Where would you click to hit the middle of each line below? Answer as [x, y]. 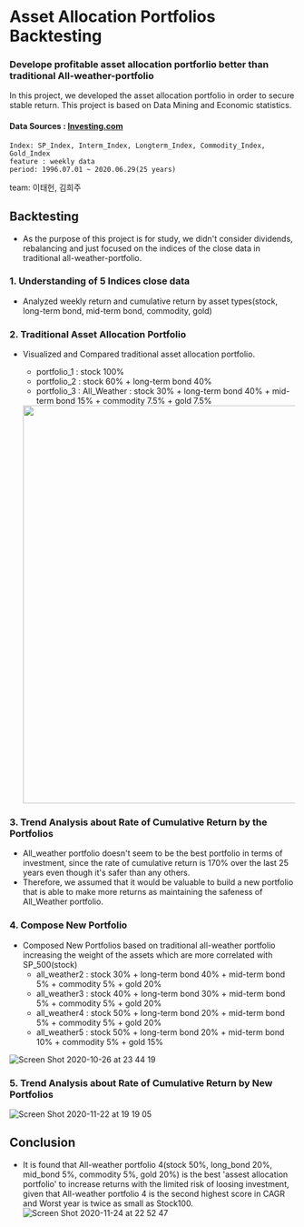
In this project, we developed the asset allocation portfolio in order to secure [152, 96]
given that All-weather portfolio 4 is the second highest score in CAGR [154, 1193]
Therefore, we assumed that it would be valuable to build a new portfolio [158, 882]
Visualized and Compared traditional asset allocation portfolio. [139, 354]
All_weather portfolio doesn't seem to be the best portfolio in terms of [152, 853]
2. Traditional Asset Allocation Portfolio [98, 334]
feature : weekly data [52, 161]
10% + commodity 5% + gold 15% [99, 1041]
